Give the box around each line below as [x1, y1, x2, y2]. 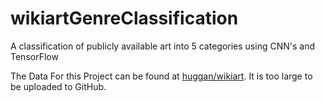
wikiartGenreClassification [10, 7, 239, 30]
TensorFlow [10, 50, 59, 62]
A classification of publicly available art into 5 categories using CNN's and [10, 40, 315, 52]
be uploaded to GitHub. [10, 80, 107, 92]
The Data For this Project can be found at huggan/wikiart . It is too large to [10, 70, 313, 82]
